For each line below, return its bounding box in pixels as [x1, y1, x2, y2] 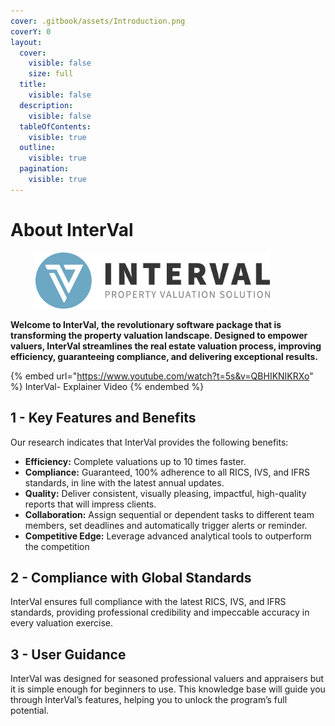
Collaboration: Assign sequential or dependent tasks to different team [24, 508, 315, 520]
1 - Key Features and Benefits [10, 410, 197, 427]
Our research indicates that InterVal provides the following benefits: [10, 436, 289, 448]
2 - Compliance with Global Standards [10, 569, 252, 586]
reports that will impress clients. [24, 498, 157, 510]
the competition [24, 540, 90, 552]
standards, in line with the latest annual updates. [24, 476, 225, 489]
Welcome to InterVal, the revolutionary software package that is [10, 318, 282, 330]
